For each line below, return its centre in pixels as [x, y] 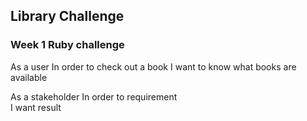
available [29, 77]
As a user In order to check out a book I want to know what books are [153, 66]
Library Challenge [67, 16]
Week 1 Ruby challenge [67, 45]
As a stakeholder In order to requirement [94, 96]
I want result [36, 107]
